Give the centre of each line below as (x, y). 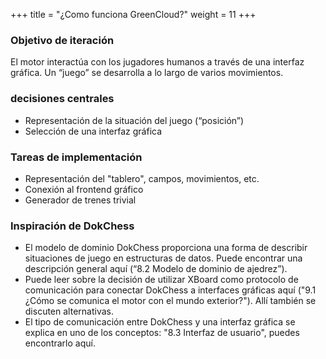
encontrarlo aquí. (60, 343)
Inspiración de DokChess (72, 226)
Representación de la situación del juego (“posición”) (134, 120)
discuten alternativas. (69, 311)
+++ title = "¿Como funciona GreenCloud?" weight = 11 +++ (133, 14)
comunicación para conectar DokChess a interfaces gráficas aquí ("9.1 (170, 290)
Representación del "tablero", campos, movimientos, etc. (142, 178)
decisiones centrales (62, 99)
